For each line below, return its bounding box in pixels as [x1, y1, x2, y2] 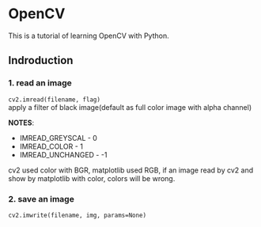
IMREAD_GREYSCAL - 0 [19, 133, 97, 142]
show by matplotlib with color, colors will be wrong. [8, 173, 176, 183]
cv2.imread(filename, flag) [8, 96, 101, 104]
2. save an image [8, 193, 75, 204]
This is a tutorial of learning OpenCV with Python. [8, 31, 169, 40]
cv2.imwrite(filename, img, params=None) [8, 211, 147, 219]
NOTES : [8, 118, 35, 127]
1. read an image [8, 78, 73, 89]
